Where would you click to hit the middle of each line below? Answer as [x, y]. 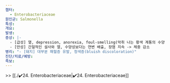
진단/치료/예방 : [19, 56]
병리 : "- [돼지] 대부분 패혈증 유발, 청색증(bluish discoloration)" [71, 51]
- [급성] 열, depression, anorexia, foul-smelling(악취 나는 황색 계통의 [83, 42]
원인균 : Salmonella [24, 19]
